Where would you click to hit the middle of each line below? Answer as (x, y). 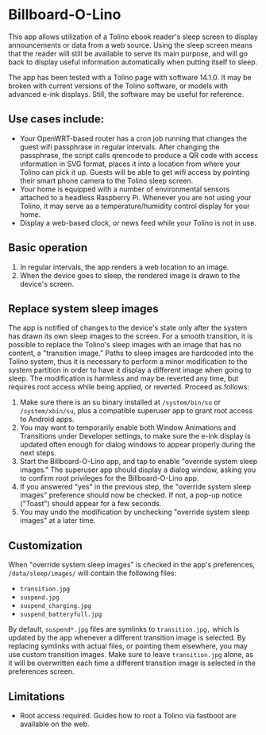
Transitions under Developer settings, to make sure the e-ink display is (135, 436)
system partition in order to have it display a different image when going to (130, 370)
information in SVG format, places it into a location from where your (130, 164)
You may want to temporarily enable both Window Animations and (128, 427)
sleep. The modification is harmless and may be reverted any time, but (123, 378)
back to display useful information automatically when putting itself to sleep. (133, 62)
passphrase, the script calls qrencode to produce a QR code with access (139, 155)
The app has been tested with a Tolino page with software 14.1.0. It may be (130, 77)
